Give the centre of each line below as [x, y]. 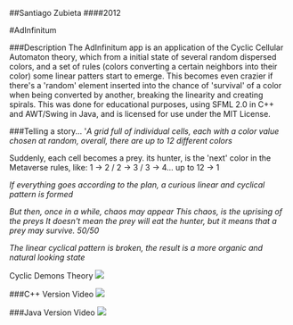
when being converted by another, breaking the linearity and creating [136, 95]
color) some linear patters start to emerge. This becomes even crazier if [141, 76]
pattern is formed [41, 194]
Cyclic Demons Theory [51, 275]
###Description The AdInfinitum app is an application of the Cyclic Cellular [146, 47]
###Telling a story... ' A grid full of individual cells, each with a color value [144, 131]
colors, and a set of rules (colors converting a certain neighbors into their [143, 67]
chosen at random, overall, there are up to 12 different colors [121, 141]
